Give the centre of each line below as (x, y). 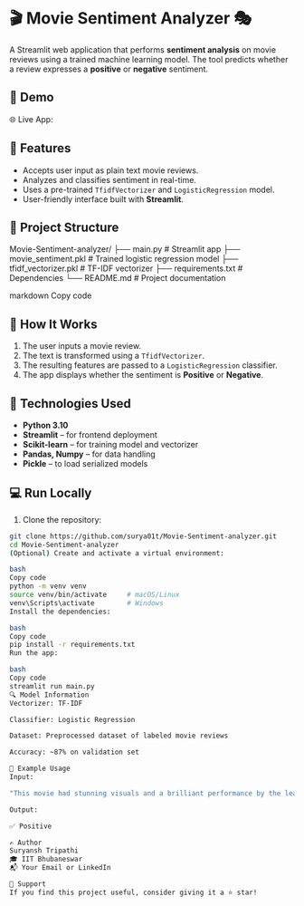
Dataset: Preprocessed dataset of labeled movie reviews (119, 736)
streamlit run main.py (52, 686)
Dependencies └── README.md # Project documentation (118, 278)
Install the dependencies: (60, 612)
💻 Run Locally (51, 493)
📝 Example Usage (40, 769)
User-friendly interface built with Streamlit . (103, 199)
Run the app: (34, 653)
